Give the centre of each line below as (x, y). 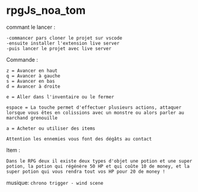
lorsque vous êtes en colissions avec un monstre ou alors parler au (95, 112)
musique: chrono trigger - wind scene (55, 182)
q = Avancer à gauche (33, 76)
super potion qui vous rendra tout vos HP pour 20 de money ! (86, 172)
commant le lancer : (31, 27)
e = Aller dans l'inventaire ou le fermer (60, 97)
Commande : (22, 59)
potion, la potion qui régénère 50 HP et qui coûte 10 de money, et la (98, 166)
